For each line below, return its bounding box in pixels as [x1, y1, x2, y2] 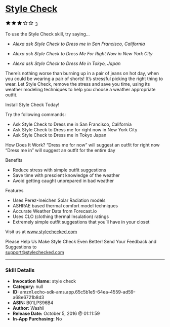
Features [5, 187, 24, 193]
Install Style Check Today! [5, 101, 60, 107]
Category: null [12, 283, 44, 289]
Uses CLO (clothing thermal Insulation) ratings [12, 213, 109, 220]
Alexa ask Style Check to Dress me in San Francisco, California [12, 41, 145, 47]
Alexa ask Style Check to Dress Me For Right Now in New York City [12, 50, 153, 56]
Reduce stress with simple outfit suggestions [12, 167, 106, 173]
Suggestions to [5, 244, 37, 250]
